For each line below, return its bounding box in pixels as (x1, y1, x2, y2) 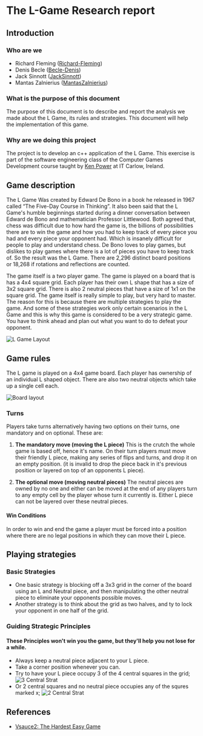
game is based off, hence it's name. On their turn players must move (15, 447, 186, 455)
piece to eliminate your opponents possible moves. (15, 594, 142, 601)
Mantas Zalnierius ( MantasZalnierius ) (15, 79, 108, 86)
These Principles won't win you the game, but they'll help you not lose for (6, 637, 195, 644)
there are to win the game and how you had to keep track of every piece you (6, 229, 198, 236)
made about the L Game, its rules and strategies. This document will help (6, 115, 188, 122)
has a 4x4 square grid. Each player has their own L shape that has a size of (6, 279, 194, 286)
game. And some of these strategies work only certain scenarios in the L (6, 304, 188, 312)
